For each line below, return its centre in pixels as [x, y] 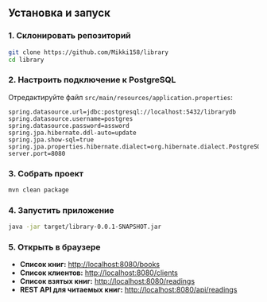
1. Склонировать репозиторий [70, 36]
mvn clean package [39, 190]
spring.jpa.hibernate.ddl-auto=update [72, 133]
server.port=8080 [37, 153]
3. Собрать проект [46, 173]
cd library [26, 60]
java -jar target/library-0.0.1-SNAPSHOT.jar [85, 227]
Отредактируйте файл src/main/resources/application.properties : [120, 97]
